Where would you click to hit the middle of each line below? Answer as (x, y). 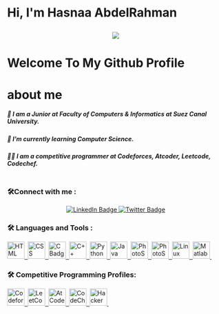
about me (35, 95)
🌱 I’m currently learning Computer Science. (71, 138)
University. (23, 121)
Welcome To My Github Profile (96, 63)
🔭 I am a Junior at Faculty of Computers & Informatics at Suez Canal (107, 114)
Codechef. (22, 163)
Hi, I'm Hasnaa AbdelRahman (92, 13)
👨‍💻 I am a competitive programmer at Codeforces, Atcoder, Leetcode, (109, 156)
